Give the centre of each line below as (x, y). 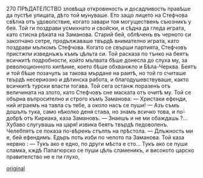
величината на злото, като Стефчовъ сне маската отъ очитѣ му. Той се (99, 92)
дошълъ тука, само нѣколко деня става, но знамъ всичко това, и (91, 112)
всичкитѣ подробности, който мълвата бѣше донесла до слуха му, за (97, 60)
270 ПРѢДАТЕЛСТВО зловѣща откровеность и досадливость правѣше (98, 9)
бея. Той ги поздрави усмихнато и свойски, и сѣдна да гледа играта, (96, 28)
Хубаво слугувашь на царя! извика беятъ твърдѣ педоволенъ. (88, 124)
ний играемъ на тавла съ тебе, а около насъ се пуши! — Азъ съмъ (93, 105)
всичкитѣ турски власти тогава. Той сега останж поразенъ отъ (89, 86)
